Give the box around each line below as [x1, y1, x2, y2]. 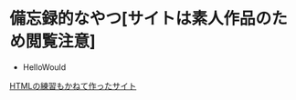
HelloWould [22, 61, 67, 73]
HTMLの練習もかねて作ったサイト [9, 80, 137, 91]
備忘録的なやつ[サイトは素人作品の [9, 8, 272, 29]
